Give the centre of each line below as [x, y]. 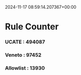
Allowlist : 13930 [25, 68]
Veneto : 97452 [23, 55]
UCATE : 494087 [25, 42]
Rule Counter [32, 27]
